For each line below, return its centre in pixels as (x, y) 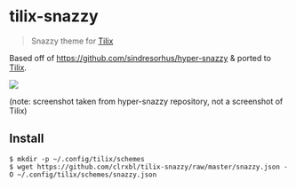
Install (27, 139)
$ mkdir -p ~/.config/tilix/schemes (77, 159)
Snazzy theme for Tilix (72, 41)
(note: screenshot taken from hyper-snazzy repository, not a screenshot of (146, 101)
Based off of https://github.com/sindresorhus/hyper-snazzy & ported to (140, 58)
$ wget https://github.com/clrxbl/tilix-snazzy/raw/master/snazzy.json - (149, 167)
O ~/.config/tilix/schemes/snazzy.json (83, 175)
